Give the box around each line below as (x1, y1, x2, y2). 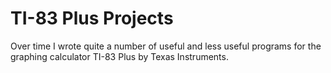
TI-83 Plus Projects (10, 7, 174, 30)
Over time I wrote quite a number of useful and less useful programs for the (10, 40, 322, 52)
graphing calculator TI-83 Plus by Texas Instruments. (10, 50, 229, 62)
